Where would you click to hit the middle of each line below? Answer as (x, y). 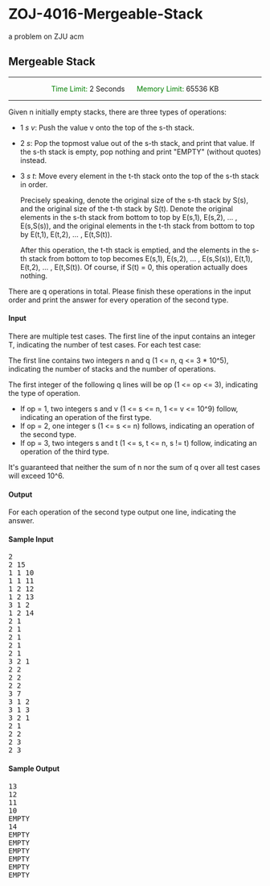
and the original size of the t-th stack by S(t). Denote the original (126, 208)
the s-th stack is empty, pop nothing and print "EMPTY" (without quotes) (140, 152)
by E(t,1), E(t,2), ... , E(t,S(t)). (66, 234)
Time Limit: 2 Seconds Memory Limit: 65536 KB (135, 89)
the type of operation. (44, 393)
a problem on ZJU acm (46, 36)
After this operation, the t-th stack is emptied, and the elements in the (135, 250)
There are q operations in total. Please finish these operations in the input (130, 291)
